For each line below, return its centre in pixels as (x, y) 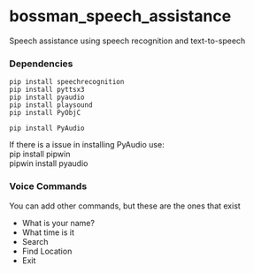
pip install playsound (51, 105)
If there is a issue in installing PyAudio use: (87, 145)
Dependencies (41, 64)
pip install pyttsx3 (47, 90)
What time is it (48, 232)
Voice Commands (48, 186)
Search (35, 241)
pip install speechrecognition (67, 82)
